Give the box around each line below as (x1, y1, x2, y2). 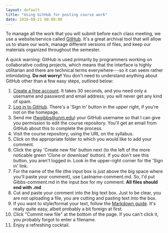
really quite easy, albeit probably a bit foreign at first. (13, 206, 123, 212)
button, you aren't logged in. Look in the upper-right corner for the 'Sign (13, 158, 163, 164)
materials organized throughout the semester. (6, 46, 100, 53)
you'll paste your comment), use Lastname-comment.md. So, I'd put (13, 174, 155, 180)
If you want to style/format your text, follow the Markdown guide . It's (13, 201, 156, 207)
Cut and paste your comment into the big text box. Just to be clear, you (13, 190, 161, 196)
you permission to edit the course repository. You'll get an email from (13, 120, 157, 126)
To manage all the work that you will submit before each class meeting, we (6, 31, 161, 37)
